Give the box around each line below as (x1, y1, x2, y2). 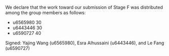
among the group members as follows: (5, 10, 86, 16)
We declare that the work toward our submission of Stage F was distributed (5, 5, 163, 10)
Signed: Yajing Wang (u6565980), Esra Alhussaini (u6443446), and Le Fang (5, 40, 164, 46)
